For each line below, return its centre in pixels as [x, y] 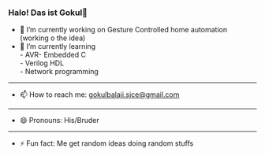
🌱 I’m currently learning [58, 46]
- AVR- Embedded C [53, 55]
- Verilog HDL [42, 63]
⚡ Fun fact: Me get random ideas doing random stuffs [106, 143]
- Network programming [59, 72]
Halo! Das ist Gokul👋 [48, 13]
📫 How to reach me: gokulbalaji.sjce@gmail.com [99, 95]
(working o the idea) [52, 38]
